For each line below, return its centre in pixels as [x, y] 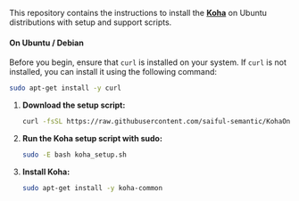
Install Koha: [46, 172]
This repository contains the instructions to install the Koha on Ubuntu [138, 13]
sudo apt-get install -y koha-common [92, 188]
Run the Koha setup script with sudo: [92, 138]
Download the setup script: [74, 105]
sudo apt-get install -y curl [66, 88]
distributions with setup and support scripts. [91, 22]
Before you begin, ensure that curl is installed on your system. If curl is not [148, 62]
